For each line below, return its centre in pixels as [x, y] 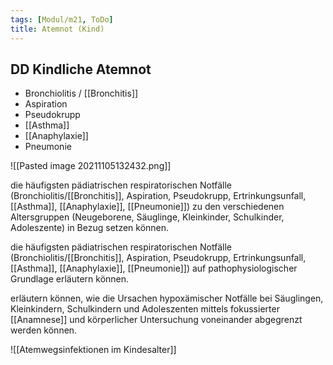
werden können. [44, 330]
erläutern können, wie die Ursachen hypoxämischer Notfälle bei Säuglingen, [167, 298]
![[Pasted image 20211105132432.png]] [91, 166]
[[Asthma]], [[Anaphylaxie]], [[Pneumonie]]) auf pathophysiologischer [154, 268]
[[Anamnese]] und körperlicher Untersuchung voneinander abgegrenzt [156, 320]
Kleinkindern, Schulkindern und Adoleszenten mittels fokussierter [145, 309]
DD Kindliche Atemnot [81, 69]
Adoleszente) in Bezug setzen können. [90, 228]
